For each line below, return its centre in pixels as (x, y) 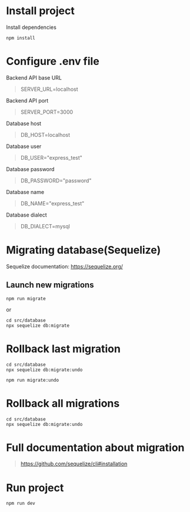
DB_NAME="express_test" (52, 203)
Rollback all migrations (63, 403)
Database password (30, 169)
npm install (21, 38)
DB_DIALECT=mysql (45, 226)
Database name (25, 192)
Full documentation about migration (95, 447)
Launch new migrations (50, 285)
